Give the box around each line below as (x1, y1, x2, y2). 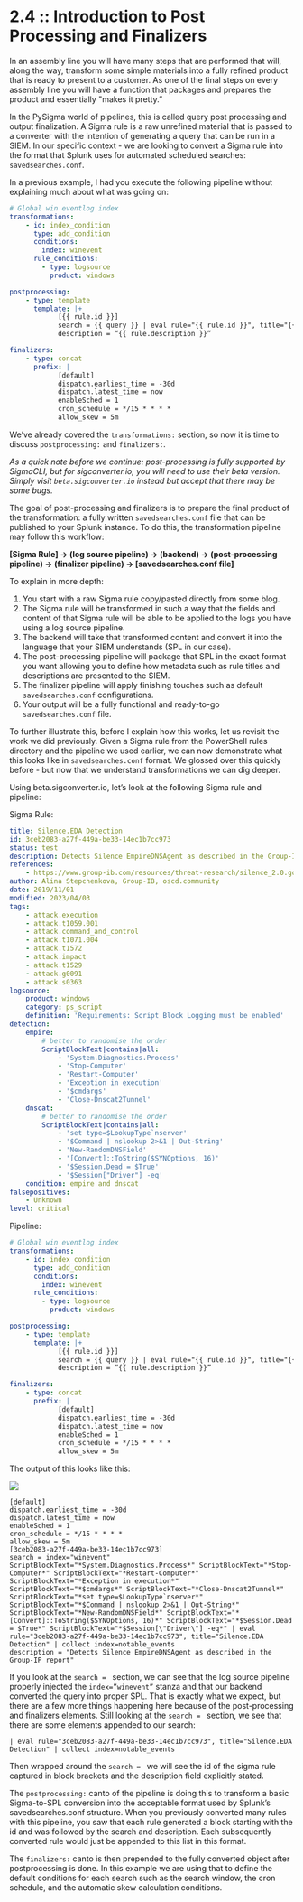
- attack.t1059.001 (25, 918, 99, 928)
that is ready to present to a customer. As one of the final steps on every (9, 74, 279, 85)
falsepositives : (9, 1188, 70, 1197)
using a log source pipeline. (22, 621, 125, 633)
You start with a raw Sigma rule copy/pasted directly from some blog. (22, 593, 280, 604)
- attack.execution (25, 910, 99, 919)
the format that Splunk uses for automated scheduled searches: (9, 149, 246, 160)
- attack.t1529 (25, 960, 83, 970)
